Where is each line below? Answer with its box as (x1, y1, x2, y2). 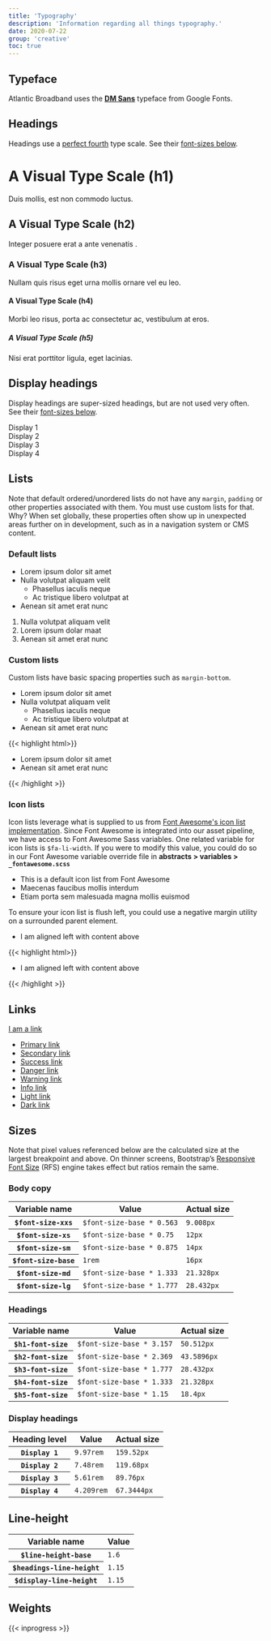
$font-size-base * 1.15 (77, 1390, 169, 1399)
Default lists (8, 548, 57, 560)
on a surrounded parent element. (8, 916, 119, 926)
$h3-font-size (13, 1364, 69, 1374)
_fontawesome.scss (8, 861, 70, 869)
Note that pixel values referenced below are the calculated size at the (8, 1145, 240, 1155)
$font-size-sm (16, 1244, 71, 1253)
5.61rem (74, 1473, 104, 1482)
